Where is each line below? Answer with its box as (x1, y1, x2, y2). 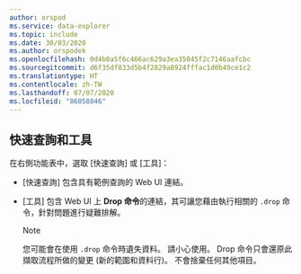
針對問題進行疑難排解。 (38, 208, 126, 218)
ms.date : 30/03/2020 (9, 38, 87, 48)
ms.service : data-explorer (9, 22, 111, 31)
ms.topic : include (9, 30, 78, 39)
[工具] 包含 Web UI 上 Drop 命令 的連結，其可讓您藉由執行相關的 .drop (22, 196, 280, 207)
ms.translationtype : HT (9, 72, 99, 81)
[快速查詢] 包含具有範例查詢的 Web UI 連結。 (22, 177, 189, 188)
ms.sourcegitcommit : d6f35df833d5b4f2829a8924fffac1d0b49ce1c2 (9, 64, 252, 73)
